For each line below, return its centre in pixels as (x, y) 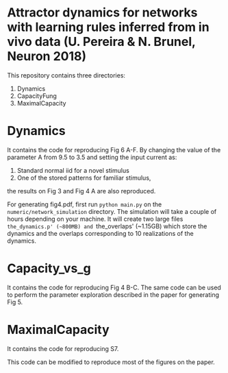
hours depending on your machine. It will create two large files (95, 219)
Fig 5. (15, 302)
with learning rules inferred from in (109, 27)
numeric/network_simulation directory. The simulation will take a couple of (112, 211)
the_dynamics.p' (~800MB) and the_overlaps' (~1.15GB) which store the (107, 226)
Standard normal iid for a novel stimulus (73, 170)
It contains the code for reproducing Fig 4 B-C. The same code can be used (114, 287)
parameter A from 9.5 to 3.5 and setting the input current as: (92, 157)
